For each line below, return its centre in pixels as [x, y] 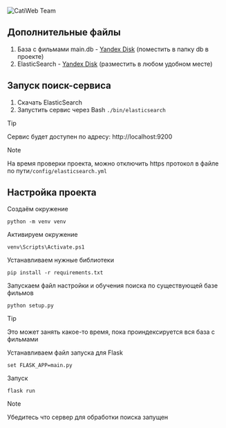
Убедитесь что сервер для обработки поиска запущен [88, 417]
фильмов [20, 293]
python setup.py [30, 306]
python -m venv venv [37, 222]
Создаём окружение [38, 209]
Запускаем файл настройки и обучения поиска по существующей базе [113, 286]
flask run [21, 391]
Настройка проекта [52, 193]
